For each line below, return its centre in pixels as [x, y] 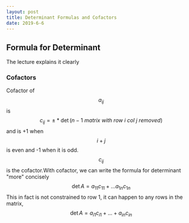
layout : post [23, 12]
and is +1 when [25, 131]
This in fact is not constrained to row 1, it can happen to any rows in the [94, 197]
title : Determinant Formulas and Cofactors [62, 17]
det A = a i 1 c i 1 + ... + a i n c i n [101, 213]
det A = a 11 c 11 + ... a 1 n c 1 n [101, 187]
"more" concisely [28, 177]
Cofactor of [20, 90]
